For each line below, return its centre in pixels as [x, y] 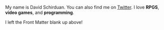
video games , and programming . [40, 12]
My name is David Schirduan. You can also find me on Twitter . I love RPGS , [82, 7]
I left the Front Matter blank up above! [44, 22]
